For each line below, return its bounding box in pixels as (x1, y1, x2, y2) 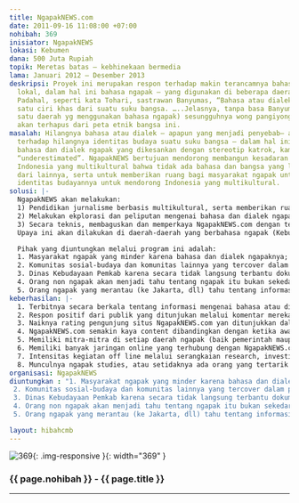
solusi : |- (9, 187, 50, 196)
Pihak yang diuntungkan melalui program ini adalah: (17, 244, 217, 254)
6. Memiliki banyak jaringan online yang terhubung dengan (17, 344, 241, 353)
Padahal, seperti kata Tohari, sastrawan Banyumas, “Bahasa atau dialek (17, 95, 293, 105)
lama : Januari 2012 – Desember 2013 (9, 71, 145, 80)
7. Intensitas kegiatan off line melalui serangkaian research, (17, 352, 261, 361)
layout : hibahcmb (9, 426, 74, 434)
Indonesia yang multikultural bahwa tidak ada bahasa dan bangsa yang (17, 162, 285, 171)
